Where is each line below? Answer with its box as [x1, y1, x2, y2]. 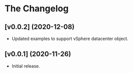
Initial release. [11, 63, 40, 69]
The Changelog [4, 3, 69, 14]
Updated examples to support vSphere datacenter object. [11, 36, 129, 41]
